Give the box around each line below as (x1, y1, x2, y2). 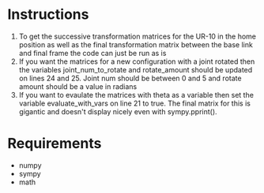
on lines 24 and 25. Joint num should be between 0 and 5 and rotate (18, 73, 242, 83)
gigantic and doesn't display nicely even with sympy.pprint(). (18, 106, 218, 116)
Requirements (7, 135, 102, 153)
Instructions (7, 6, 89, 24)
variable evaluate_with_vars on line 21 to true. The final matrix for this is (18, 98, 251, 108)
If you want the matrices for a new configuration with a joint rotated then (18, 57, 255, 66)
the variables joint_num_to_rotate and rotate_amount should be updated (18, 65, 253, 74)
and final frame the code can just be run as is (18, 48, 167, 58)
